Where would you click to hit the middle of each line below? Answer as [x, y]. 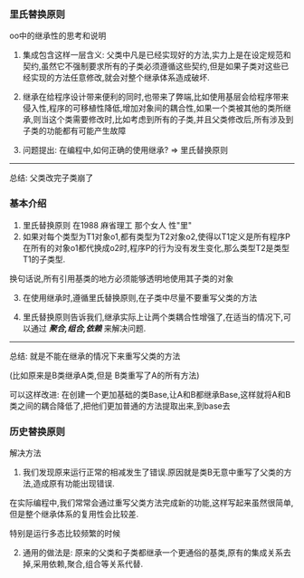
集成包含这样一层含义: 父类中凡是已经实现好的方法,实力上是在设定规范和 [157, 55]
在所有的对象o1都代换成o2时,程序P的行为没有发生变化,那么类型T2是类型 [156, 247]
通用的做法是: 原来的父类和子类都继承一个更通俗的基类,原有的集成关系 [152, 552]
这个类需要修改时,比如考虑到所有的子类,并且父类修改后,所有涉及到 [171, 120]
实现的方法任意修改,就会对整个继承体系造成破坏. [120, 78]
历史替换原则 [38, 431]
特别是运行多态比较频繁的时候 [65, 533]
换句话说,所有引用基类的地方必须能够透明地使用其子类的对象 [122, 278]
